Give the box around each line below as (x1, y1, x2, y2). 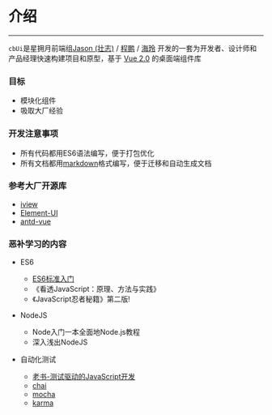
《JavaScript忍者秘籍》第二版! (32, 294, 131, 304)
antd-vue (19, 216, 51, 226)
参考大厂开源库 (8, 180, 67, 191)
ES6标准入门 (32, 274, 74, 284)
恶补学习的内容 (8, 238, 67, 250)
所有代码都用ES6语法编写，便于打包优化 (19, 148, 155, 158)
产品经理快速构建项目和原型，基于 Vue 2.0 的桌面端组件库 (8, 53, 202, 63)
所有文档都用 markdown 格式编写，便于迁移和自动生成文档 (19, 158, 212, 168)
